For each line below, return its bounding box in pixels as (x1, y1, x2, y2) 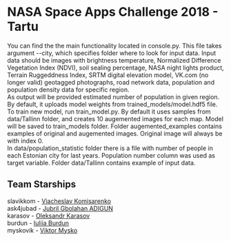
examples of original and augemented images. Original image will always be (7, 129, 223, 138)
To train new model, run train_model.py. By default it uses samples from (7, 107, 212, 116)
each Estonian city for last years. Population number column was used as (7, 151, 216, 159)
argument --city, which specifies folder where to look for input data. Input (7, 49, 217, 57)
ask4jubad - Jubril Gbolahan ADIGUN (7, 204, 114, 212)
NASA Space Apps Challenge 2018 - (7, 4, 219, 20)
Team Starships (7, 178, 77, 190)
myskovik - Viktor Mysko (7, 226, 78, 234)
